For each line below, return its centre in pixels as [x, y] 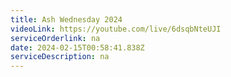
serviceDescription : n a [60, 57]
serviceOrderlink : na [55, 38]
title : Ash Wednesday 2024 [66, 19]
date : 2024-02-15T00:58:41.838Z [77, 47]
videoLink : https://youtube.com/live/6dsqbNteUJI [116, 29]
